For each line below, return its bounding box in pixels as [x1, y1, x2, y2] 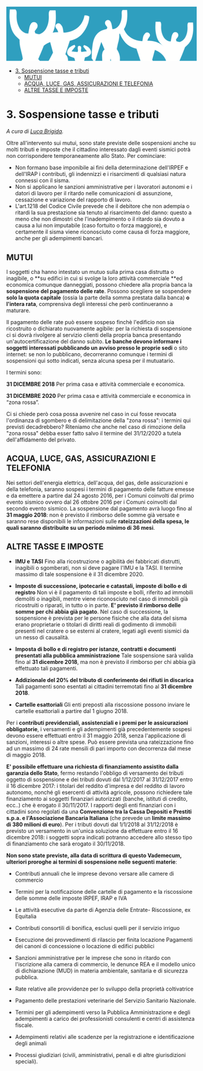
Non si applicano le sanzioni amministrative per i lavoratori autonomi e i [14, 183, 193, 190]
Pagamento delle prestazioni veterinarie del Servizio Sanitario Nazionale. [14, 997, 196, 1004]
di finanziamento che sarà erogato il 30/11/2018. [6, 840, 125, 847]
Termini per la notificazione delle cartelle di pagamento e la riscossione [14, 888, 193, 895]
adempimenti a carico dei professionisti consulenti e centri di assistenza [14, 1015, 195, 1022]
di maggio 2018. [6, 751, 47, 758]
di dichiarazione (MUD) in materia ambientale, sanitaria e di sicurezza [14, 967, 188, 974]
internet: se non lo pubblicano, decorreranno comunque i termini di [6, 350, 173, 357]
